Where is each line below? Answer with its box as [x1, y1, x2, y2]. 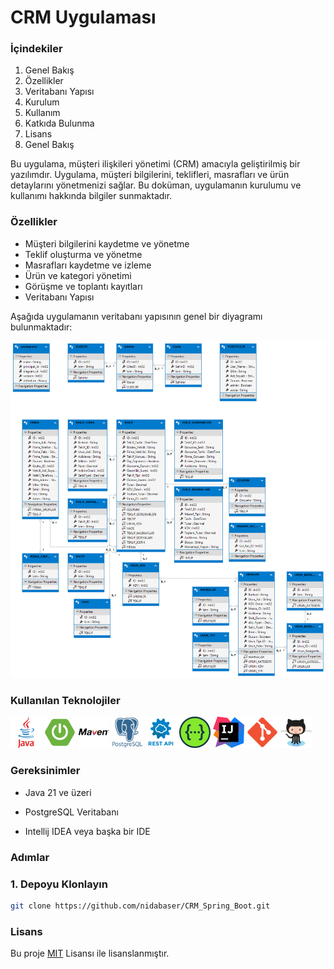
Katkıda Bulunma [24, 117, 95, 130]
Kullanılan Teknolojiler [10, 693, 121, 707]
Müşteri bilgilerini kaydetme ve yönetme [24, 237, 190, 250]
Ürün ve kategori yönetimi [24, 269, 132, 281]
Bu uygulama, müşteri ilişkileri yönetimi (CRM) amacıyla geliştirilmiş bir [10, 158, 301, 170]
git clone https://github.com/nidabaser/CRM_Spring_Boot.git [10, 901, 271, 911]
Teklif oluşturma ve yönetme [24, 248, 143, 260]
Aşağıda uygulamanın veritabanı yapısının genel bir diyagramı [10, 310, 263, 322]
